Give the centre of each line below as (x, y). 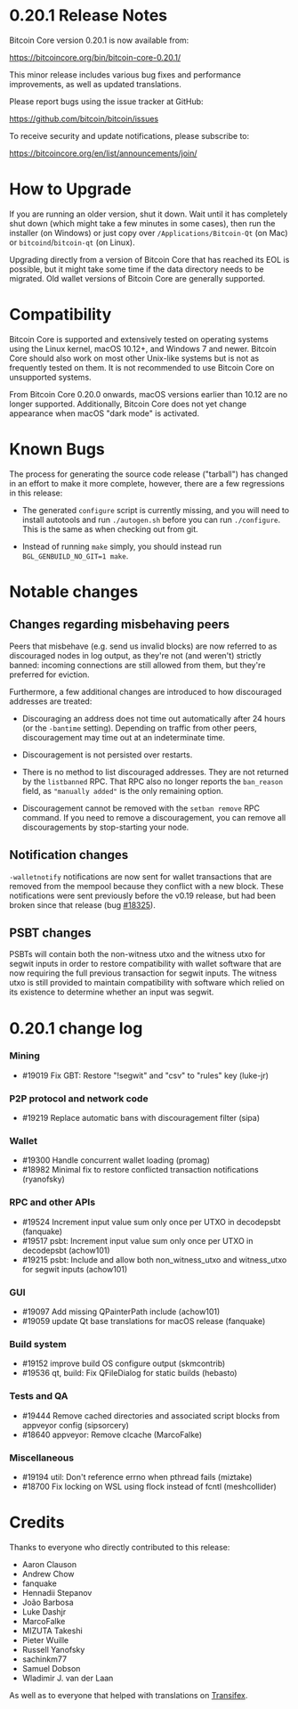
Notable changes (74, 591)
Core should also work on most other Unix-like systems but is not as (134, 358)
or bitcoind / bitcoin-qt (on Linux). (72, 242)
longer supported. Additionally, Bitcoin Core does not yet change (128, 404)
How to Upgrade (70, 189)
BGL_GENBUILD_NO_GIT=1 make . (75, 556)
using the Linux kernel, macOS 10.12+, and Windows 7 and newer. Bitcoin (143, 348)
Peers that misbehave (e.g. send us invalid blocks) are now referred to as (143, 646)
